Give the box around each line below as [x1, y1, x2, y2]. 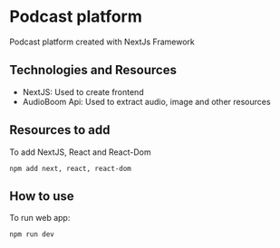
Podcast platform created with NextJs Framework [9, 36, 195, 47]
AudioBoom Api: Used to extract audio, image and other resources [22, 96, 271, 107]
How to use [9, 188, 74, 204]
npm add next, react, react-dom [9, 164, 131, 173]
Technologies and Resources [9, 62, 177, 78]
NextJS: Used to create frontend [22, 86, 144, 97]
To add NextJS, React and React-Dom [9, 147, 151, 157]
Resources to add [9, 122, 111, 138]
